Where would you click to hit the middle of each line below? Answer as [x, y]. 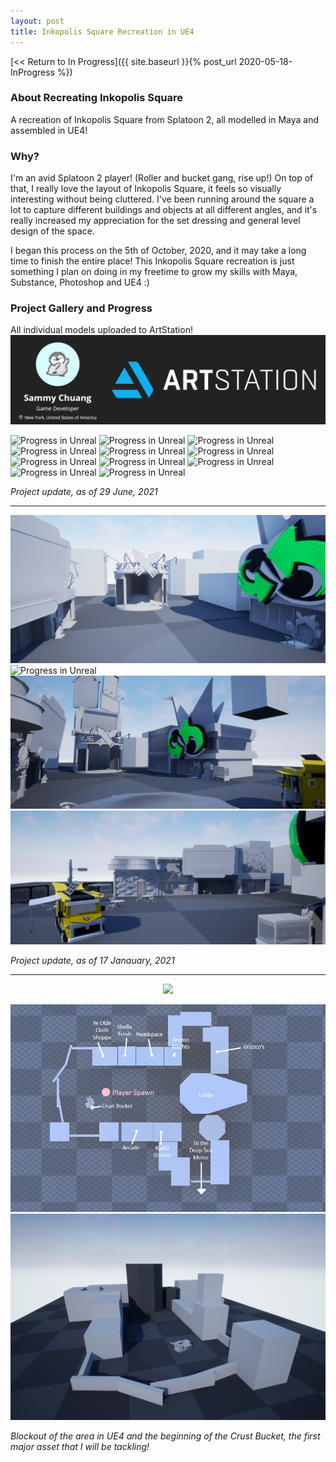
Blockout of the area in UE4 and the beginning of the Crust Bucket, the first [165, 1436]
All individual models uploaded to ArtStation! [101, 330]
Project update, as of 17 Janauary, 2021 [92, 961]
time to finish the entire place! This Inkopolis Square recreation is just [152, 261]
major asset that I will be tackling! [80, 1446]
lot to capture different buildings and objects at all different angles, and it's [164, 210]
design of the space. [52, 231]
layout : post [37, 21]
